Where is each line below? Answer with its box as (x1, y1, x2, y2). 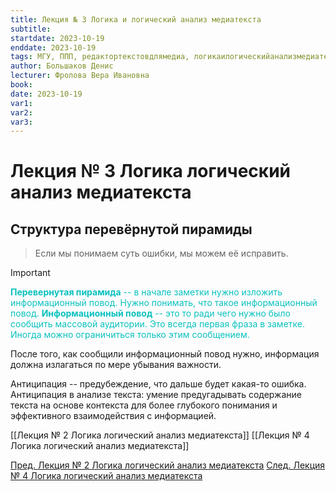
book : (10, 80, 33, 90)
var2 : (10, 107, 33, 118)
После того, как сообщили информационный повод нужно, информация (10, 348, 320, 360)
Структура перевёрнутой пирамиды (10, 221, 253, 238)
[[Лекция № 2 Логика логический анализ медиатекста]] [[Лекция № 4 (10, 429, 310, 441)
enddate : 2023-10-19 (10, 42, 97, 53)
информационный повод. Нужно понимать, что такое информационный (10, 297, 318, 309)
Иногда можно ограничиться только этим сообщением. (10, 329, 250, 341)
